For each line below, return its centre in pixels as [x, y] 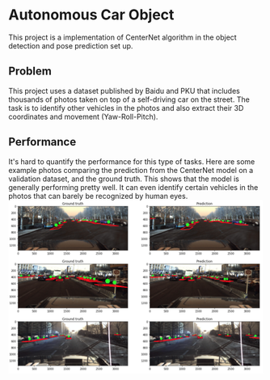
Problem [30, 72]
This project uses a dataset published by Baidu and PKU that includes [124, 91]
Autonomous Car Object [91, 15]
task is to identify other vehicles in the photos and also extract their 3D [126, 108]
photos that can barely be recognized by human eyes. [98, 196]
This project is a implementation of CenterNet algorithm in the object [122, 37]
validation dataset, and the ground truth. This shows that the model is [124, 179]
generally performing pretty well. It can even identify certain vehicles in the [133, 187]
